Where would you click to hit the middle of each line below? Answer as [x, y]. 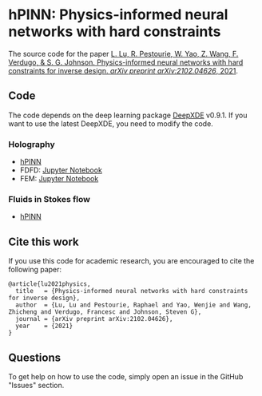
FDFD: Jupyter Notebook [61, 170]
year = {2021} [44, 326]
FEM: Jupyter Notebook [59, 179]
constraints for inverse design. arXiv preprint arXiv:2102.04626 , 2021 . [123, 70]
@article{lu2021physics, [50, 284]
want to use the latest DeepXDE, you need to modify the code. [111, 123]
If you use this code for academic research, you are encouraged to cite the [131, 261]
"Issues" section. [36, 385]
